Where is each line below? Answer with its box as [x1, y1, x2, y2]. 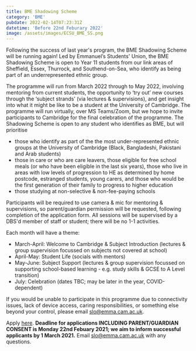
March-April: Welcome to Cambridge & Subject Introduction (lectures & [14, 241, 186, 248]
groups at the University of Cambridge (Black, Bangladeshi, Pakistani [14, 144, 181, 151]
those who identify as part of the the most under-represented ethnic [14, 138, 180, 145]
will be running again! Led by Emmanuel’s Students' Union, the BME [6, 53, 169, 60]
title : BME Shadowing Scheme [6, 8, 77, 15]
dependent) [14, 284, 43, 291]
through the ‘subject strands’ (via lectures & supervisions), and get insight [6, 95, 184, 103]
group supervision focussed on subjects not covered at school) [14, 247, 168, 254]
